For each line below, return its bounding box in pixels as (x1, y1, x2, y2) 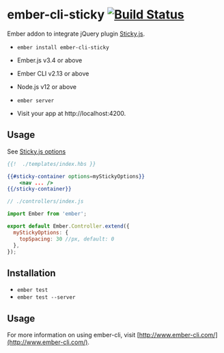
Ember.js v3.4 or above (16, 56, 83, 64)
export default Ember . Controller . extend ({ (7, 223, 130, 230)
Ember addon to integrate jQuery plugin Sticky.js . (7, 29, 145, 38)
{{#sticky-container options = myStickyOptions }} (7, 173, 145, 180)
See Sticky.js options (7, 147, 66, 156)
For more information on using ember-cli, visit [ (7, 331, 140, 339)
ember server (16, 97, 55, 104)
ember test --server (16, 294, 76, 301)
